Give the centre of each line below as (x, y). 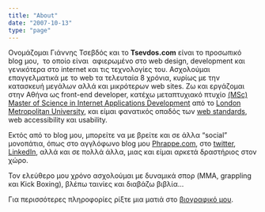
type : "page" (30, 30)
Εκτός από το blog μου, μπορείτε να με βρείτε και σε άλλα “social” (118, 135)
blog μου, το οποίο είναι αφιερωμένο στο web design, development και (127, 61)
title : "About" (33, 15)
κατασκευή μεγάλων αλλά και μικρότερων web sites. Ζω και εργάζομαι (127, 86)
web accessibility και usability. (58, 120)
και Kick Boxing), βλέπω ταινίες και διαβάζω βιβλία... (96, 184)
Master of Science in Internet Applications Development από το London (125, 103)
